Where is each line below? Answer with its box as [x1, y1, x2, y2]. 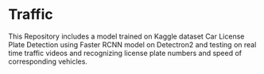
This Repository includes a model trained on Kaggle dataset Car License [8, 31, 245, 41]
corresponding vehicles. [8, 57, 87, 66]
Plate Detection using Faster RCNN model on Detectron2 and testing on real [8, 39, 257, 49]
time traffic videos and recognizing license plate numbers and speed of [8, 48, 243, 57]
